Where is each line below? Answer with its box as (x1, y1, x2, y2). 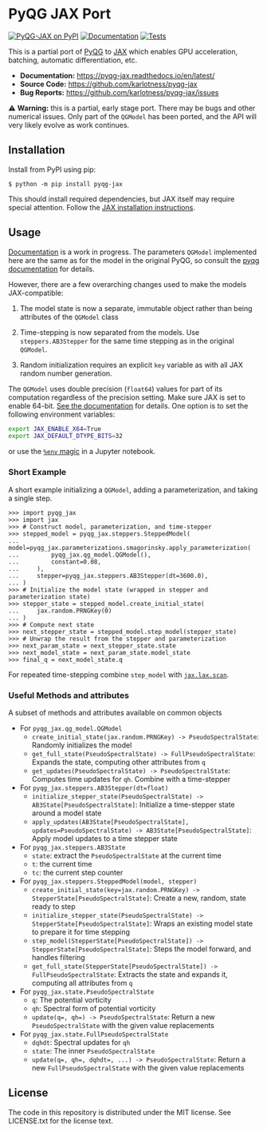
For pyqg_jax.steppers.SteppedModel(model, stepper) (19, 876, 198, 886)
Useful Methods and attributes (8, 689, 130, 700)
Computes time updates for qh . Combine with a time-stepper (31, 774, 231, 783)
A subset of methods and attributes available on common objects (8, 707, 222, 717)
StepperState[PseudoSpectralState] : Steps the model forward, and (31, 944, 252, 954)
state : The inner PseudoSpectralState (31, 1046, 155, 1055)
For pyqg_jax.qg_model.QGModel (19, 723, 123, 732)
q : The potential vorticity (31, 994, 112, 1004)
